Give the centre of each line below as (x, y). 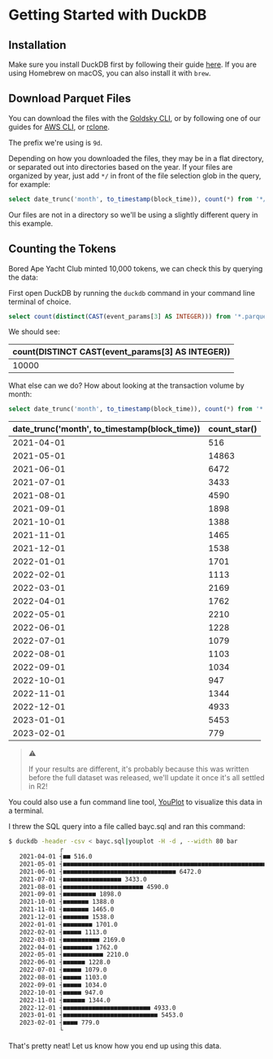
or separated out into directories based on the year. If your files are (121, 167)
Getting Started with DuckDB (108, 15)
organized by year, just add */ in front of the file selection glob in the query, (135, 176)
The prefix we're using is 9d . (56, 142)
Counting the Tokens (62, 249)
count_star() (233, 429)
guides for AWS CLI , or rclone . (59, 127)
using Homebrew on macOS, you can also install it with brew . (110, 73)
